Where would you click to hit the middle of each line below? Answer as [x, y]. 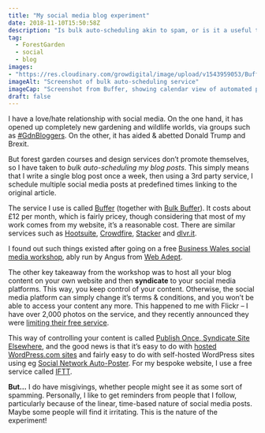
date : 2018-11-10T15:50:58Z [54, 23]
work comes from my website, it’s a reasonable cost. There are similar [122, 225]
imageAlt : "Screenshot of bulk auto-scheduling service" [104, 81]
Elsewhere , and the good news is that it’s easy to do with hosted [112, 346]
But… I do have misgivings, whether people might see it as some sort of [125, 387]
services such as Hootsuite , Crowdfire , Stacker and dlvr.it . [103, 233]
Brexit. [19, 144]
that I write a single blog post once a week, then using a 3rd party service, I [131, 176]
